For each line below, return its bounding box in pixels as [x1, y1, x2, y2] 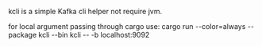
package [8, 31, 37, 39]
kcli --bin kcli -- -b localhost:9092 [38, 31, 150, 39]
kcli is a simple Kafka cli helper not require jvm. [8, 7, 163, 16]
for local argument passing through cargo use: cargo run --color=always [8, 22, 246, 31]
